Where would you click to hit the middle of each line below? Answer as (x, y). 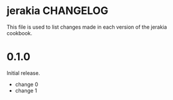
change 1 (26, 90)
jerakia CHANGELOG (58, 11)
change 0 (27, 84)
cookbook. (20, 33)
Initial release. (23, 73)
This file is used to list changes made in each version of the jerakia (87, 27)
